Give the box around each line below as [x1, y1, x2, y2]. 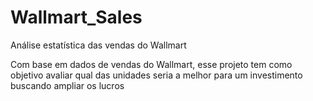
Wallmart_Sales [10, 6, 143, 29]
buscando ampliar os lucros [10, 79, 125, 91]
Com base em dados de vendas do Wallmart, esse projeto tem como [10, 58, 293, 70]
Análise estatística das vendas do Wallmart [10, 39, 187, 51]
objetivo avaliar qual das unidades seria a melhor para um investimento [10, 69, 303, 81]
